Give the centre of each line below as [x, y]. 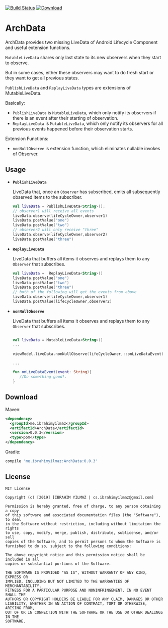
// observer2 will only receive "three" [55, 230]
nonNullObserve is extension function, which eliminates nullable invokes [86, 148]
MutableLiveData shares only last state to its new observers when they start [83, 57]
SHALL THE [16, 595]
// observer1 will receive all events [53, 211]
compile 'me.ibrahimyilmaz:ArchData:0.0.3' [52, 461]
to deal [13, 519]
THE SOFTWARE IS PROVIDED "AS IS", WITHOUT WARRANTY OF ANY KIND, [76, 572]
